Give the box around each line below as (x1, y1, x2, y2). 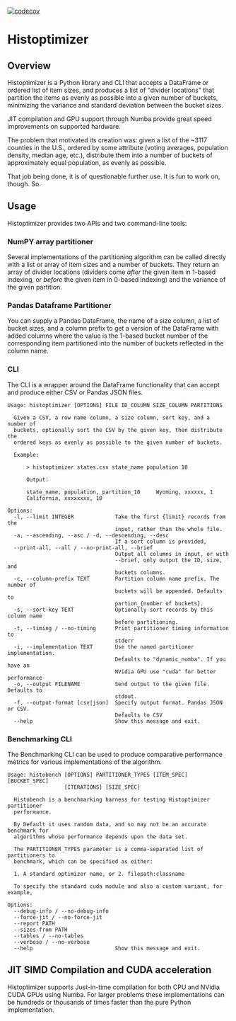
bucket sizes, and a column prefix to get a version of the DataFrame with (7, 324, 219, 333)
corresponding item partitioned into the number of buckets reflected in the (7, 339, 224, 348)
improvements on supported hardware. (7, 122, 122, 130)
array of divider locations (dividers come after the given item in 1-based (7, 268, 216, 276)
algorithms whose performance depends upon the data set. (13, 833, 189, 840)
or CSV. (7, 705, 30, 712)
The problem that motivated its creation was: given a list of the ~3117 (7, 136, 207, 144)
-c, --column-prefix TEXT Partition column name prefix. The (13, 575, 220, 582)
